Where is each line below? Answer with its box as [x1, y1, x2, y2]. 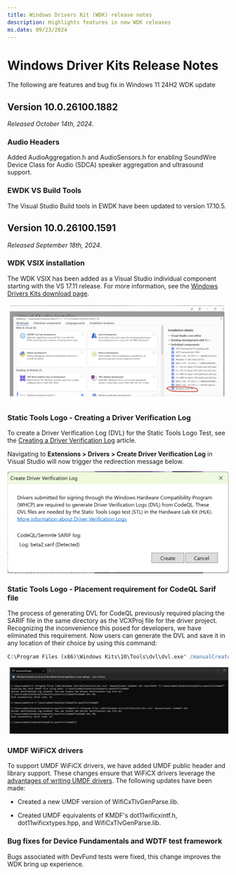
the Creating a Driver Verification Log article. [7, 436, 137, 445]
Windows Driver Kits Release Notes [7, 57, 219, 73]
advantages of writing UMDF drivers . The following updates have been [7, 777, 212, 785]
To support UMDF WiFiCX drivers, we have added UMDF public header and [7, 762, 226, 770]
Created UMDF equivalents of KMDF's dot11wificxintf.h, [17, 811, 178, 819]
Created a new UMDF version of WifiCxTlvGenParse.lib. [17, 798, 179, 806]
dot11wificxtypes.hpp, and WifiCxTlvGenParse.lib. [17, 819, 162, 827]
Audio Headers [7, 137, 60, 147]
